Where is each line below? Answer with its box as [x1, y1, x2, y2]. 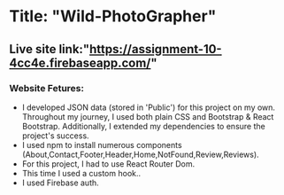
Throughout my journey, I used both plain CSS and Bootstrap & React [21, 111, 274, 121]
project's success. [21, 130, 90, 141]
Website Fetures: [9, 82, 84, 94]
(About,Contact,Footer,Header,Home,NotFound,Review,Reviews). [21, 149, 259, 160]
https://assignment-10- [88, 42, 223, 57]
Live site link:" [9, 42, 90, 57]
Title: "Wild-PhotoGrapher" [9, 6, 217, 27]
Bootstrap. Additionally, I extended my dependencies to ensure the [21, 121, 265, 131]
